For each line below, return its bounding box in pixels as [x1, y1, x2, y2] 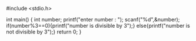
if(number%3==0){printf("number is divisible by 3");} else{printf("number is [6, 23, 190, 29]
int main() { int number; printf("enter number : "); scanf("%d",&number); [6, 16, 180, 23]
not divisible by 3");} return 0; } [6, 28, 82, 35]
